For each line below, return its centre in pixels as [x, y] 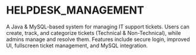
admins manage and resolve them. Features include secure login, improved [98, 39]
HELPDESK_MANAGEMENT [75, 10]
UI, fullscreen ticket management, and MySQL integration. [77, 46]
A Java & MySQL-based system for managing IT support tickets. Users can [98, 27]
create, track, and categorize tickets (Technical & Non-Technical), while [94, 33]
